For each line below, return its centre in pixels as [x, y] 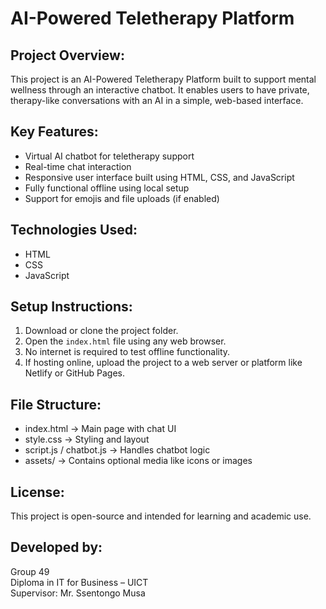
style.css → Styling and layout [87, 439]
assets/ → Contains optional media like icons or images [138, 461]
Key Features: [54, 132]
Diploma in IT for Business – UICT [79, 582]
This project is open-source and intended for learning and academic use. [161, 516]
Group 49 [30, 571]
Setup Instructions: [71, 307]
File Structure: [56, 404]
